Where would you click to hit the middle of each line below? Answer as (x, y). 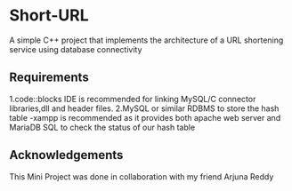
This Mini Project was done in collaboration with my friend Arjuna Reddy (142, 176)
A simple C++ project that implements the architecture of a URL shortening (146, 40)
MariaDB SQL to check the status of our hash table (102, 127)
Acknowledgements (66, 155)
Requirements (49, 78)
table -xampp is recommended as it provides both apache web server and (145, 117)
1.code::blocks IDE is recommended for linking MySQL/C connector (133, 99)
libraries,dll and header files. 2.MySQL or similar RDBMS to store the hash (144, 108)
